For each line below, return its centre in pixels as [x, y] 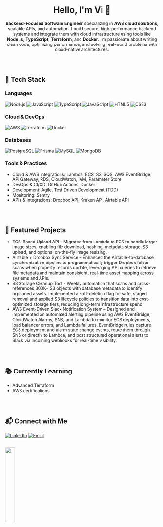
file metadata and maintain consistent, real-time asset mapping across [83, 273]
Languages [19, 93]
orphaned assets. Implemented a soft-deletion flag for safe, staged [80, 294]
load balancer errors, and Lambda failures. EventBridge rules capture [81, 325]
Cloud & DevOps [25, 117]
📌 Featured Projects [36, 230]
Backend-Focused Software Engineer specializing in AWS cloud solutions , [82, 23]
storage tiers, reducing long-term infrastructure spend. [89, 304]
